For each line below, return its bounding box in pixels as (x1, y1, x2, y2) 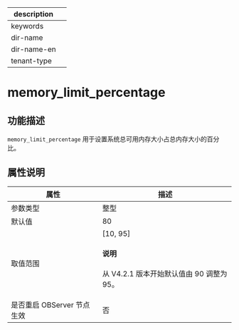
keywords (11, 21, 44, 31)
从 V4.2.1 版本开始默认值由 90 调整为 (102, 269, 228, 279)
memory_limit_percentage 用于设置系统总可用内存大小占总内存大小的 (7, 135, 208, 143)
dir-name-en (11, 44, 57, 54)
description (14, 9, 53, 19)
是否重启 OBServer (11, 300, 74, 310)
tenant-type (11, 56, 52, 66)
